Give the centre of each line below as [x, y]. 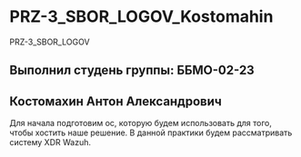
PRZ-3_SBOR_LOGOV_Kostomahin [141, 17]
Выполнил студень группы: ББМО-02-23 [132, 70]
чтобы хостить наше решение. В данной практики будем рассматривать [151, 132]
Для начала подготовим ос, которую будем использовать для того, [141, 123]
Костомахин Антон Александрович [116, 101]
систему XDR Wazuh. [50, 142]
